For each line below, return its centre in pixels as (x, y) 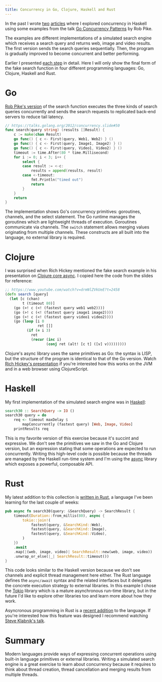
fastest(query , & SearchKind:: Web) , (67, 525)
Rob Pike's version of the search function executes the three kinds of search (81, 106)
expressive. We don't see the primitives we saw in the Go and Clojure (74, 443)
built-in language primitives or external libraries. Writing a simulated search (80, 659)
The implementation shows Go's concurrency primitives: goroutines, (73, 211)
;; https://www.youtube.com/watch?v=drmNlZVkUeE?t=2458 (62, 290)
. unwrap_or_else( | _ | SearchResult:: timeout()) (61, 556)
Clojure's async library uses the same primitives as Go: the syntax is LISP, (79, 353)
